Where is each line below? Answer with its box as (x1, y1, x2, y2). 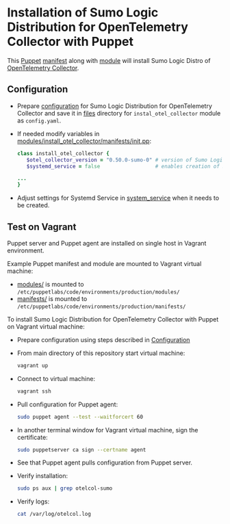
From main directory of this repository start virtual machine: (16, 349, 186, 357)
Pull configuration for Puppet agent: (16, 400, 118, 408)
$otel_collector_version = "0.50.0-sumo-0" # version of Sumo (26, 156, 207, 163)
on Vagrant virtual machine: (7, 322, 85, 330)
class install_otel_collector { (16, 150, 110, 157)
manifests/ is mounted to (16, 294, 88, 302)
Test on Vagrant (7, 221, 77, 233)
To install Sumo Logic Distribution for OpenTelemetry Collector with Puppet (7, 315, 219, 323)
